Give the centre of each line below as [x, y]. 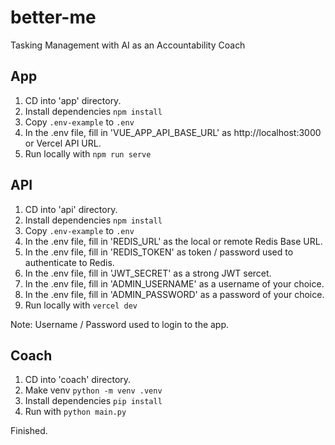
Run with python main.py [75, 412]
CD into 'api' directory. [71, 209]
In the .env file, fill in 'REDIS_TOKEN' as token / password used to [159, 252]
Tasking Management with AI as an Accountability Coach [128, 45]
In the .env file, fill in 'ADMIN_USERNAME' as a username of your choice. [174, 283]
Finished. [29, 431]
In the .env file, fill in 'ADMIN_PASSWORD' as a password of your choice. [174, 294]
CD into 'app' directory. [73, 100]
